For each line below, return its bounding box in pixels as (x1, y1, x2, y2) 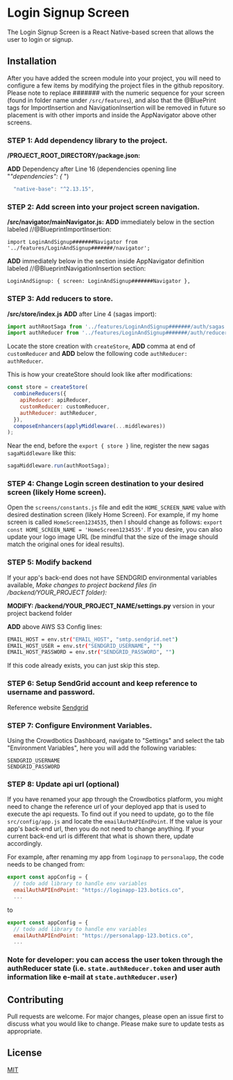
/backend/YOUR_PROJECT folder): (7, 588, 107, 596)
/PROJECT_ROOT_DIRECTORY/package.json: (7, 152, 141, 160)
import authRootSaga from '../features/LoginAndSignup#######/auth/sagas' (7, 323, 228, 330)
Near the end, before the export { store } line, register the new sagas (7, 441, 209, 450)
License (7, 1047, 42, 1059)
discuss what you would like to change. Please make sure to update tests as (7, 1020, 225, 1028)
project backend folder (7, 609, 73, 617)
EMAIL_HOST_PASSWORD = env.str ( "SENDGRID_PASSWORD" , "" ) (7, 648, 175, 656)
